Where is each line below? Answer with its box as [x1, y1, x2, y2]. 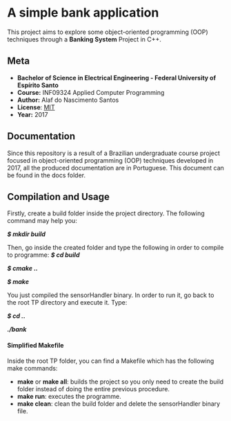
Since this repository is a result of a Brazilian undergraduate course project [7, 149, 221, 157]
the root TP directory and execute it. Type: [7, 298, 128, 307]
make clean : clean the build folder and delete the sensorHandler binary [17, 400, 221, 408]
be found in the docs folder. [7, 171, 86, 179]
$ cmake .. [7, 265, 39, 273]
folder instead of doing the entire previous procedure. [17, 384, 170, 393]
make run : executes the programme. [17, 392, 122, 400]
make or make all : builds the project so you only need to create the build [17, 377, 224, 386]
